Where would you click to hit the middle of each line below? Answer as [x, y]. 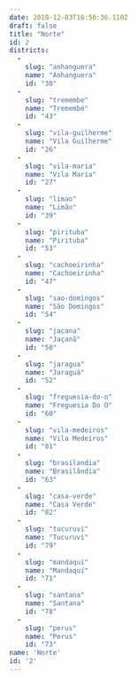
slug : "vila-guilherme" [69, 133]
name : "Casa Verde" [61, 504]
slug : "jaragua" [55, 364]
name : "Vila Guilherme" [69, 141]
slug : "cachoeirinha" [65, 265]
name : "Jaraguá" [55, 372]
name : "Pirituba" [57, 241]
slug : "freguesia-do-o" [69, 397]
